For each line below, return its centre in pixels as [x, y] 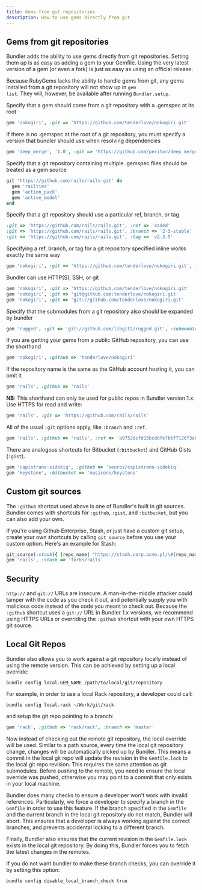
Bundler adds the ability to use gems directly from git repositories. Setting [98, 56]
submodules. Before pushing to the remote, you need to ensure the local [96, 771]
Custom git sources [44, 492]
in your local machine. [34, 783]
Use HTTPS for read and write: [44, 405]
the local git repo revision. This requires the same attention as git [87, 764]
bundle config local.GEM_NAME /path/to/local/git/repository [84, 683]
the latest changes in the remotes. [48, 851]
